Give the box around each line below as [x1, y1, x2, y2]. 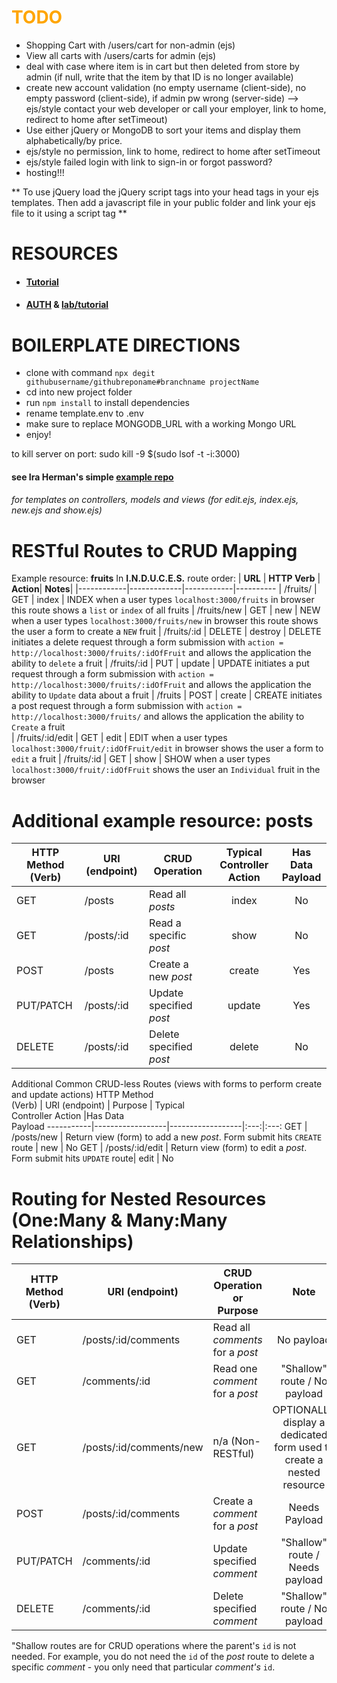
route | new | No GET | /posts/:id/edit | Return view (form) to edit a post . [11, 1142, 308, 1154]
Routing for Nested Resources [11, 1187, 267, 1210]
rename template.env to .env [25, 407, 144, 420]
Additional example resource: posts [11, 809, 314, 832]
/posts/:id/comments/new [82, 1441, 204, 1455]
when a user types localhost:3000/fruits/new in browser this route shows [11, 615, 319, 627]
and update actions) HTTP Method [11, 1089, 154, 1101]
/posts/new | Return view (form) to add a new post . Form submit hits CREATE [11, 1131, 323, 1143]
